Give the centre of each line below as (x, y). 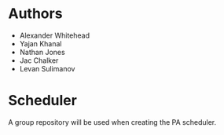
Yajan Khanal (40, 43)
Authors (35, 14)
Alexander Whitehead (55, 35)
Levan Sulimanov (47, 68)
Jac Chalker (39, 60)
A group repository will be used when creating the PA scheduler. (112, 122)
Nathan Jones (42, 52)
